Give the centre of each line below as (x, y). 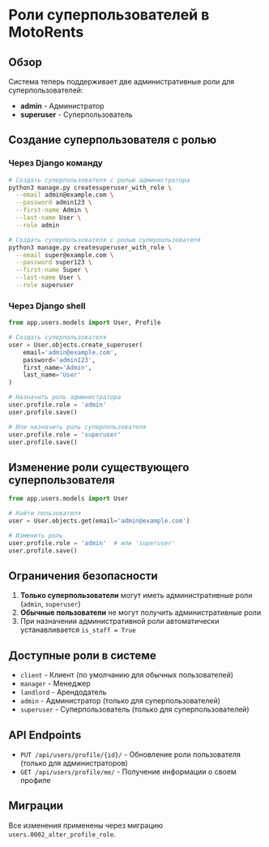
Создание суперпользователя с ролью (113, 140)
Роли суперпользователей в (109, 15)
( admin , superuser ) (50, 604)
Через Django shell (47, 306)
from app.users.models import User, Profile (85, 323)
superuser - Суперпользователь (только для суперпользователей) (134, 709)
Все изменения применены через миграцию (86, 825)
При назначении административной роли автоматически (120, 621)
